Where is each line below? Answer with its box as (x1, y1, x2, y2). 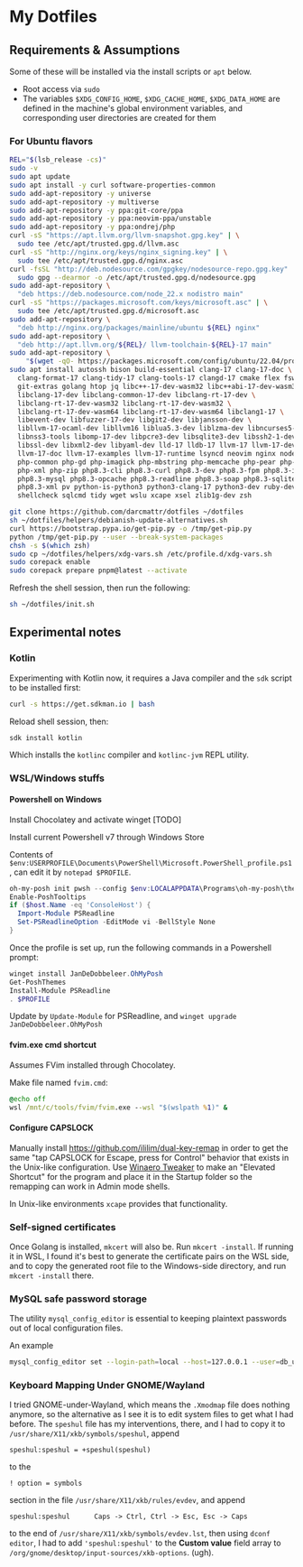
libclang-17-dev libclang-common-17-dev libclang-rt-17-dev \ (17, 390, 256, 399)
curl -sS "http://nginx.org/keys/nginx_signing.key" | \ (9, 247, 228, 256)
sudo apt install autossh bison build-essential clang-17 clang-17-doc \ (9, 366, 293, 375)
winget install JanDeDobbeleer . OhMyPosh (9, 969, 164, 978)
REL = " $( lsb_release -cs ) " (9, 155, 106, 164)
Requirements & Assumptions (9, 42, 180, 58)
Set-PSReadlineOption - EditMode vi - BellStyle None (17, 918, 216, 927)
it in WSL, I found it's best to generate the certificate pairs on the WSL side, (9, 1250, 289, 1261)
